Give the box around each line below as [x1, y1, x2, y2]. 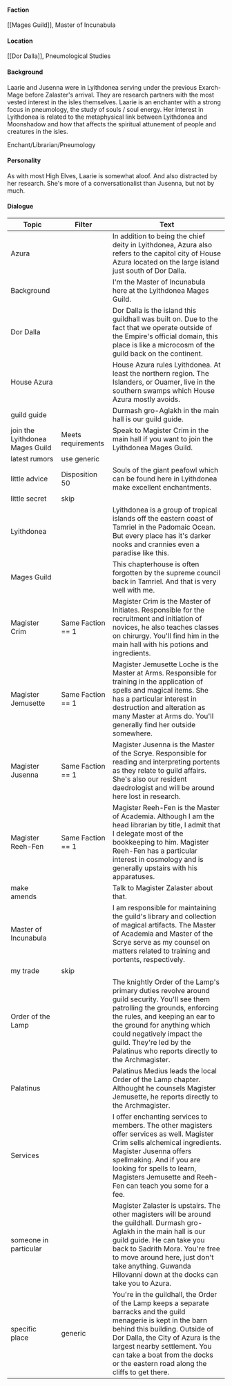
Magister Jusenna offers [112, 1146, 192, 1156]
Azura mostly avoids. [112, 394, 181, 404]
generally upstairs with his [112, 863, 198, 873]
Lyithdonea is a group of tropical [112, 505, 217, 514]
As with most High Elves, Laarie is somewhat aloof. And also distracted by [7, 171, 217, 180]
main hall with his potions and [112, 639, 209, 649]
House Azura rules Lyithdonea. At [112, 360, 221, 369]
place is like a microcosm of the [112, 340, 215, 350]
